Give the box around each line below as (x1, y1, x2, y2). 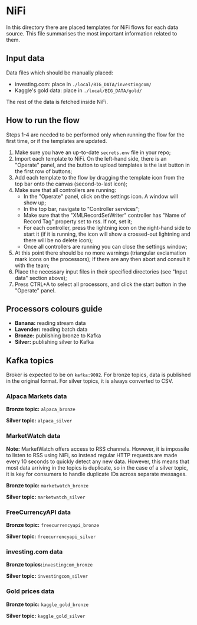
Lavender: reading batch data (14, 326, 88, 333)
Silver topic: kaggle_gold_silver (6, 612, 86, 619)
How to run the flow (6, 115, 80, 125)
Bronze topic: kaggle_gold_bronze (6, 601, 89, 608)
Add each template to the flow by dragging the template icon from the (14, 174, 185, 181)
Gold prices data (6, 587, 55, 595)
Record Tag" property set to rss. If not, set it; (23, 217, 133, 225)
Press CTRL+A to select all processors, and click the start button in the (14, 281, 186, 288)
